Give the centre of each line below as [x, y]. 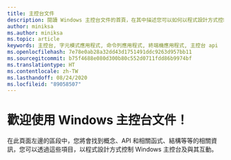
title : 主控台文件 [31, 13]
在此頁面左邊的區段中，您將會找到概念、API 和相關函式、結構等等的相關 [109, 141]
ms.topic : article [33, 39]
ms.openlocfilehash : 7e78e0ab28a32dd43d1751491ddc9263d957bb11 [100, 52]
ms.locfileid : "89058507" [44, 84]
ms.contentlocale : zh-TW [43, 71]
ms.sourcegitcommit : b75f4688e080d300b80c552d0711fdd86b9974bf [100, 59]
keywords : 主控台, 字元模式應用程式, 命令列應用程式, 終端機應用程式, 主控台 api [113, 46]
